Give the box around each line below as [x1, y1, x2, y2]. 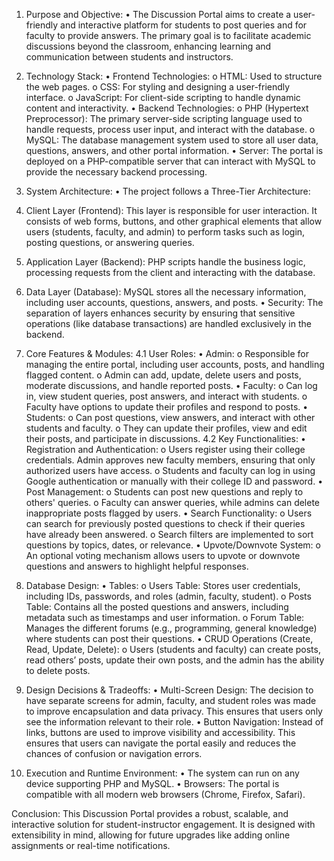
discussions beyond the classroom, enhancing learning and [25, 40, 272, 52]
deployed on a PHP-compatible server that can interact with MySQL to [25, 155, 316, 167]
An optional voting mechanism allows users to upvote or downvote [25, 550, 301, 561]
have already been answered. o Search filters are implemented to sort [25, 529, 314, 540]
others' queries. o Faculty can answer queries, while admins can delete [25, 497, 321, 508]
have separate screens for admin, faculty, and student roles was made [25, 695, 317, 706]
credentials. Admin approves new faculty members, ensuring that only [25, 454, 316, 466]
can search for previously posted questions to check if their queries [25, 518, 306, 529]
